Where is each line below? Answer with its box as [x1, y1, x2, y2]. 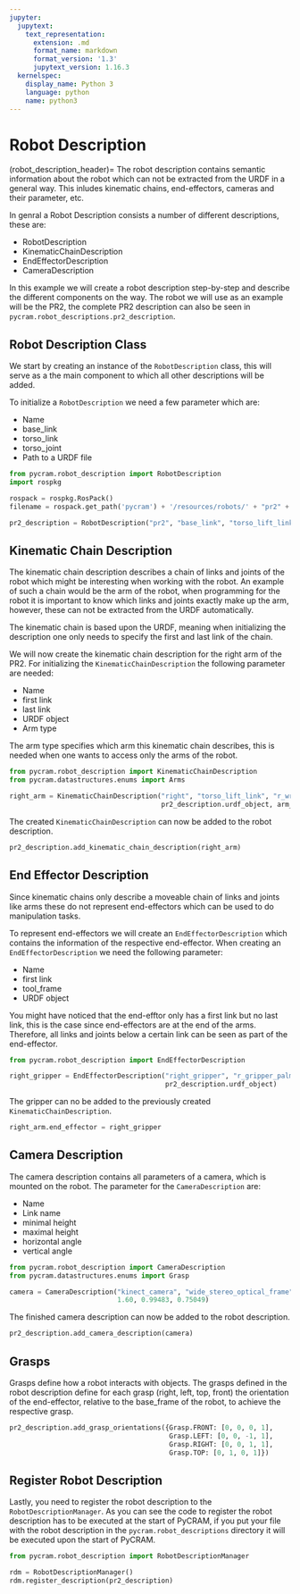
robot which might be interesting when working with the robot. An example [9, 576, 284, 587]
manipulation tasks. [9, 910, 81, 921]
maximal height [21, 1226, 79, 1237]
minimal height [21, 1217, 77, 1228]
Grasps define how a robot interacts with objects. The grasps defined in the [9, 1378, 287, 1388]
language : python [25, 88, 90, 96]
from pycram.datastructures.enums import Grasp [9, 1271, 190, 1280]
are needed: [9, 667, 54, 679]
